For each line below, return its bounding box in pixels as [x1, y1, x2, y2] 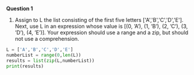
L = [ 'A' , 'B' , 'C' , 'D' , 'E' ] [6, 47, 73, 53]
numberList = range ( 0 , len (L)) [6, 52, 82, 58]
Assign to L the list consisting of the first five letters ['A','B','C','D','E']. [14, 17, 184, 23]
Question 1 [6, 5, 33, 12]
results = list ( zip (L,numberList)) [6, 57, 95, 64]
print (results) [6, 63, 44, 69]
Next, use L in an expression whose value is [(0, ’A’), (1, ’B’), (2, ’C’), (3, [14, 23, 188, 30]
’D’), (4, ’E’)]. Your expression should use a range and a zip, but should [14, 29, 189, 36]
